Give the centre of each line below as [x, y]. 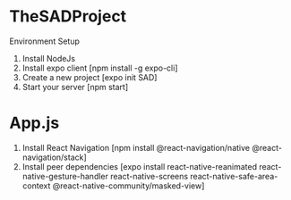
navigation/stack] [54, 157]
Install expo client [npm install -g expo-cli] [100, 68]
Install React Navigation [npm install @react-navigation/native [136, 147]
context [36, 186]
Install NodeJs [49, 58]
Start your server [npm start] [75, 87]
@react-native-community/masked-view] [128, 186]
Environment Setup [45, 41]
